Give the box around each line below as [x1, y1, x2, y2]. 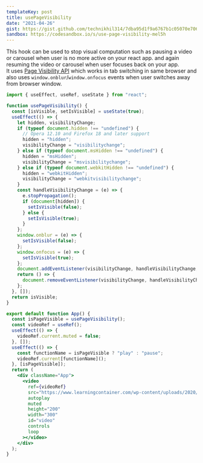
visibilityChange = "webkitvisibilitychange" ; [22, 176, 142, 182]
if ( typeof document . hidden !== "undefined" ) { [17, 125, 139, 131]
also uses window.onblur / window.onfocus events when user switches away [6, 74, 190, 81]
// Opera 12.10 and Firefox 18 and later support [22, 131, 150, 137]
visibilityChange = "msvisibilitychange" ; [22, 159, 131, 165]
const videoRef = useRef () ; [11, 322, 83, 328]
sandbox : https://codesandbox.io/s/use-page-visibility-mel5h [6, 31, 166, 38]
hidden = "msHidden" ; [22, 153, 77, 159]
